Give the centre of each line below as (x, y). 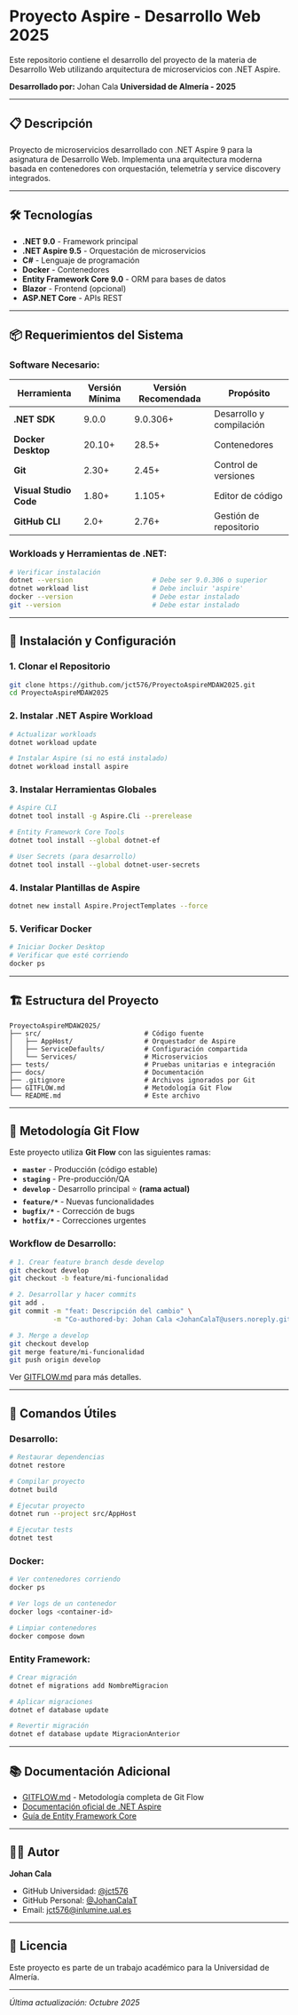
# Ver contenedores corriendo (65, 1579)
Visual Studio (43, 490)
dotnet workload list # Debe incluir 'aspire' (126, 589)
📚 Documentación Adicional (90, 1771)
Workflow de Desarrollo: (63, 1243)
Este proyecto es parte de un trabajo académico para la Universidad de (139, 1967)
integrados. (30, 178)
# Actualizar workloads (53, 734)
